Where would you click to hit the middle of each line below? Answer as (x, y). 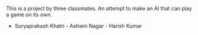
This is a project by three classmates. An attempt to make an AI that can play (99, 8)
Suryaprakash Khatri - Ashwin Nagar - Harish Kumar (78, 26)
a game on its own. (29, 15)
